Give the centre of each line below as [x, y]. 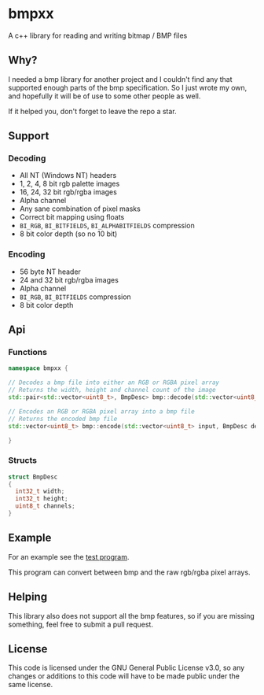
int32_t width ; [40, 492]
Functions [27, 353]
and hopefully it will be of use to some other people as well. [104, 96]
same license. [31, 685]
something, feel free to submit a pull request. [81, 624]
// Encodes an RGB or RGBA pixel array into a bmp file [101, 411]
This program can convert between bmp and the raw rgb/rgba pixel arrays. [129, 572]
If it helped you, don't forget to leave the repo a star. [92, 111]
